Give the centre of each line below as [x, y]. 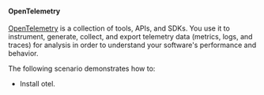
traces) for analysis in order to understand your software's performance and [132, 45]
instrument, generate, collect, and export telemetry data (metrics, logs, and [130, 37]
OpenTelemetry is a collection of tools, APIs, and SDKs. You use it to [119, 28]
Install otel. [37, 84]
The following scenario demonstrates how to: [82, 69]
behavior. [23, 53]
